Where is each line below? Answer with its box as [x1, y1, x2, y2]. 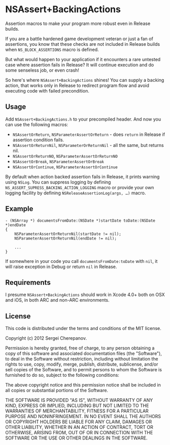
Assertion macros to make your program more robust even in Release [5, 20, 151, 26]
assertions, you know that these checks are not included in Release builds [5, 41, 160, 47]
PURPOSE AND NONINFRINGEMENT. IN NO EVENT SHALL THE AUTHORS [5, 413, 161, 420]
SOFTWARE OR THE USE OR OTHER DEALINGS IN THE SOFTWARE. [5, 435, 148, 441]
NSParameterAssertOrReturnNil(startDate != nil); [14, 231, 122, 236]
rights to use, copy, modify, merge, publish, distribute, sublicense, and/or [5, 361, 158, 367]
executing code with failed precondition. [5, 87, 90, 94]
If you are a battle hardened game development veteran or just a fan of [5, 36, 153, 42]
